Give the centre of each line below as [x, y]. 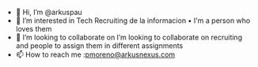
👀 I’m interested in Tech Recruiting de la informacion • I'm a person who [133, 20]
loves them [34, 29]
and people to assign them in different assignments [99, 46]
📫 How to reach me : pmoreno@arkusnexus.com [95, 54]
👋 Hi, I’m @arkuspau [49, 12]
